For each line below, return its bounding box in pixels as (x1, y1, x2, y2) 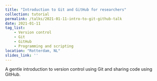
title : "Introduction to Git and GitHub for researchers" (5, 7, 126, 12)
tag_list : (5, 26, 26, 30)
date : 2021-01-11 (5, 21, 41, 26)
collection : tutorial (5, 12, 50, 17)
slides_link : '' (5, 53, 38, 58)
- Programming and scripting (14, 44, 74, 49)
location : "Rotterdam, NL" (5, 48, 61, 53)
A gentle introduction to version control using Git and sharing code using (5, 66, 153, 72)
